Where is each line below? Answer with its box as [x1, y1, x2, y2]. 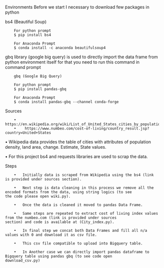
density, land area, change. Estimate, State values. [5, 144, 106, 150]
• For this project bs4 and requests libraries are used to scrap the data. [5, 154, 148, 159]
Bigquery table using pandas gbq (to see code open [5, 254, 112, 259]
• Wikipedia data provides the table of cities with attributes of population [5, 139, 151, 145]
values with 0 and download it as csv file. [5, 232, 97, 237]
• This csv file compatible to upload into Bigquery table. [14, 241, 143, 246]
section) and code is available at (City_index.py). [5, 220, 115, 224]
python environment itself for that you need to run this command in [5, 59, 140, 65]
